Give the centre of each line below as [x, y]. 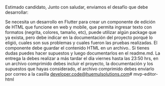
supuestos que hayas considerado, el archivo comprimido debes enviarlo [80, 69]
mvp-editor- [145, 74]
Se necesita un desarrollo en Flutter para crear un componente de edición [80, 22]
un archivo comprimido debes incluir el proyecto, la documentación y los [79, 64]
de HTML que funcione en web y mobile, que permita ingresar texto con [79, 27]
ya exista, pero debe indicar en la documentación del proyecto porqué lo [79, 37]
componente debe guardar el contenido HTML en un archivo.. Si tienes [77, 48]
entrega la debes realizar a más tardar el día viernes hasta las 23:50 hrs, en [82, 58]
